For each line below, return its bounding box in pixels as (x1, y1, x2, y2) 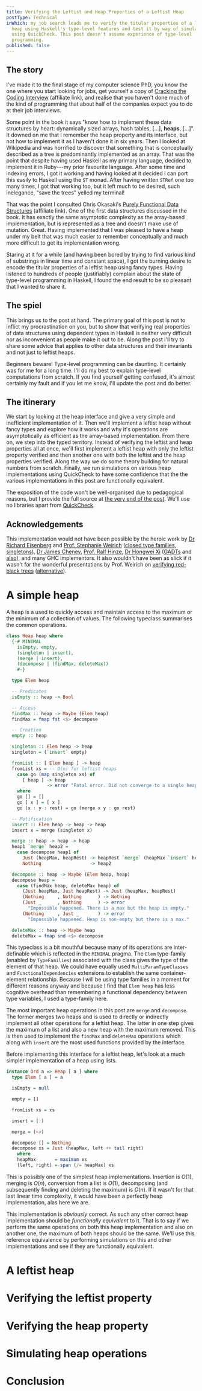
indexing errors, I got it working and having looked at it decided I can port (6, 170, 188, 177)
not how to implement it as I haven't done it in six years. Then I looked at (6, 137, 185, 145)
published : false (6, 43, 50, 49)
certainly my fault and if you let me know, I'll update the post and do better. (6, 379, 192, 387)
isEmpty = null (11, 1085, 50, 1091)
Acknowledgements (6, 519, 84, 529)
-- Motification (11, 816, 52, 822)
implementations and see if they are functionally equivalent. (6, 1242, 155, 1250)
